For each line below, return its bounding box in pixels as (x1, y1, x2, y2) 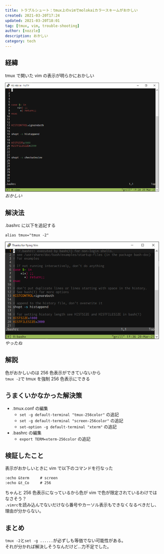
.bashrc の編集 (12, 430, 42, 435)
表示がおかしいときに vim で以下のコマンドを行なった (5, 465, 113, 471)
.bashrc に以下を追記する (5, 223, 56, 228)
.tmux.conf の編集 (12, 405, 48, 411)
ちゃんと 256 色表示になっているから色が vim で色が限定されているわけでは (5, 490, 157, 495)
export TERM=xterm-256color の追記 (19, 436, 91, 442)
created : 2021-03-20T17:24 (5, 13, 60, 18)
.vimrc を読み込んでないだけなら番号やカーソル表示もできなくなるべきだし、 (5, 502, 159, 508)
